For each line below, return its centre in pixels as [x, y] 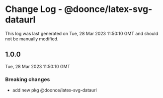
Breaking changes [28, 79]
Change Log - [34, 9]
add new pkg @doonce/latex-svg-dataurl [54, 90]
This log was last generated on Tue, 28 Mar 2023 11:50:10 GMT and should [82, 33]
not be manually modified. [32, 39]
